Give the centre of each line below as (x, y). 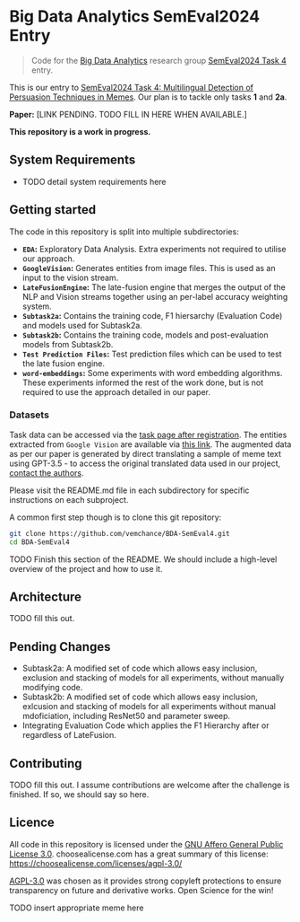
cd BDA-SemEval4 (39, 542)
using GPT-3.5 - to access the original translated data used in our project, (145, 463)
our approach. (48, 259)
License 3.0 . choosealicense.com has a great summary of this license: (139, 854)
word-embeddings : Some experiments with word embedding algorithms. (152, 373)
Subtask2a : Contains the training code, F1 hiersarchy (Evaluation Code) (152, 315)
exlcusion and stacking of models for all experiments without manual (149, 707)
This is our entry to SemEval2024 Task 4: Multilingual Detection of (131, 87)
